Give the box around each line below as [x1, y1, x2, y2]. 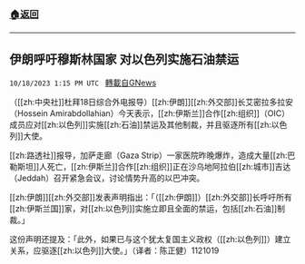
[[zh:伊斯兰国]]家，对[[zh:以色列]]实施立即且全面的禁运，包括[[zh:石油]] [9, 203, 278, 214]
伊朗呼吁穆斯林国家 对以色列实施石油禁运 [9, 52, 239, 67]
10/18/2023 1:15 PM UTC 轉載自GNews [9, 77, 157, 88]
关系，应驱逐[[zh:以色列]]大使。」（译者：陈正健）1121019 [9, 245, 220, 256]
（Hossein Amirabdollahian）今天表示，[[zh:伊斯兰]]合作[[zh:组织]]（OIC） [9, 108, 290, 119]
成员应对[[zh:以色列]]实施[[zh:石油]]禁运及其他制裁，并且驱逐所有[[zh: [9, 120, 272, 131]
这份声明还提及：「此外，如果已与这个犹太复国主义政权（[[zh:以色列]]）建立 [9, 234, 291, 245]
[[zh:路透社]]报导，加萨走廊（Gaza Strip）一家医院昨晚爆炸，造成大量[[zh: [9, 150, 288, 161]
